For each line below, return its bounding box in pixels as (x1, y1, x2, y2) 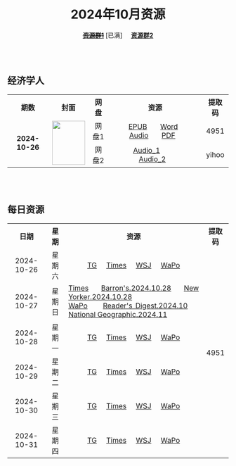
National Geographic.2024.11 (67, 309, 168, 319)
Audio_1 (133, 145, 160, 155)
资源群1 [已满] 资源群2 (82, 31, 154, 39)
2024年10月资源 (70, 6, 166, 23)
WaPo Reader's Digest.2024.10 (67, 301, 188, 310)
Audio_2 (138, 154, 166, 164)
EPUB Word (128, 121, 178, 131)
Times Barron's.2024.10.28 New (67, 283, 199, 293)
